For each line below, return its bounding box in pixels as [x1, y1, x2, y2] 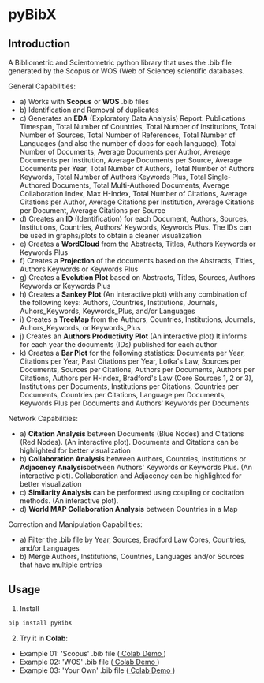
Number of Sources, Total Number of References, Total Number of [19, 130, 236, 140]
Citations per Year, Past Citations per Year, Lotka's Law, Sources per [19, 356, 242, 366]
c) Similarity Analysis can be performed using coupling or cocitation [19, 487, 244, 497]
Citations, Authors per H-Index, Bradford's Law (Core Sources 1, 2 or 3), [19, 373, 254, 383]
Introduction [8, 37, 71, 50]
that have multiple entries [19, 560, 102, 569]
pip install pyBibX [8, 619, 73, 627]
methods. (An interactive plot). [19, 496, 119, 506]
